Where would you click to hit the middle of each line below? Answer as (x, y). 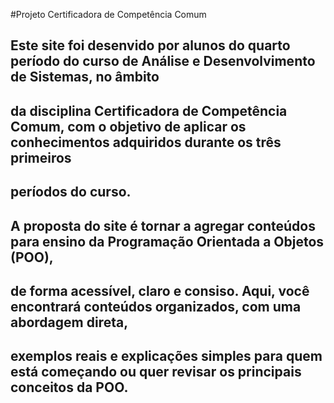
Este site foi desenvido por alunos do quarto (150, 45)
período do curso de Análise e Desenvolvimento (163, 61)
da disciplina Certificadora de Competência (149, 110)
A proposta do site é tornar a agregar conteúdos (163, 225)
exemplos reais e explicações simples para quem (166, 356)
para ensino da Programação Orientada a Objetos (167, 241)
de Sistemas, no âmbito (85, 77)
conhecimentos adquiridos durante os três (146, 142)
